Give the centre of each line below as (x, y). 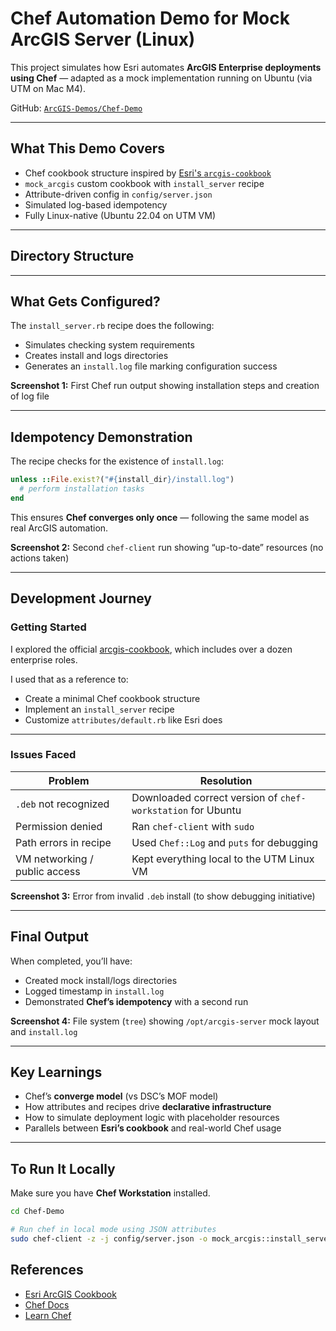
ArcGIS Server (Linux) (103, 39)
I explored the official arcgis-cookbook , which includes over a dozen (151, 649)
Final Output (49, 937)
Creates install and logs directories (96, 356)
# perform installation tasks (82, 489)
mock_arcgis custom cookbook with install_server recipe (144, 183)
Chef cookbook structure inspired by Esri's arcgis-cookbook (148, 173)
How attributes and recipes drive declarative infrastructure (148, 1107)
